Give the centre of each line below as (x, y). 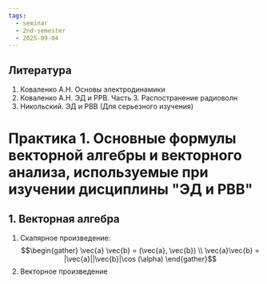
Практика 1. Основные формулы (122, 138)
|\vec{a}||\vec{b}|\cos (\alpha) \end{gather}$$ (140, 259)
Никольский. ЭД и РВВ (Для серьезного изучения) (107, 106)
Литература (40, 70)
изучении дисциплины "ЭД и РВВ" (131, 189)
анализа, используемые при (108, 173)
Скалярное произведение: (65, 238)
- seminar (32, 23)
